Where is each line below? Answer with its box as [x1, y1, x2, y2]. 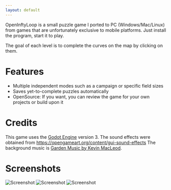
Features [5, 66, 44, 77]
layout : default [5, 7, 40, 13]
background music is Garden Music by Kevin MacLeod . [5, 144, 122, 151]
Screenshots [5, 162, 61, 174]
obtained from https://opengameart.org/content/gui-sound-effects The [5, 139, 156, 145]
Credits [5, 117, 37, 129]
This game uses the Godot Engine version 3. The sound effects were [5, 134, 150, 140]
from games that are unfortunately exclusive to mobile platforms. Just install [5, 27, 166, 33]
